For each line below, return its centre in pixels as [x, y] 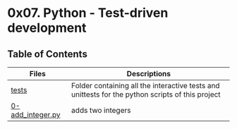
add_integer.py [36, 115]
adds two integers [101, 110]
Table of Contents [48, 54]
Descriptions [149, 74]
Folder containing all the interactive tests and [146, 86]
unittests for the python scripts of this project [146, 94]
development [47, 28]
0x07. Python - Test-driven [88, 13]
